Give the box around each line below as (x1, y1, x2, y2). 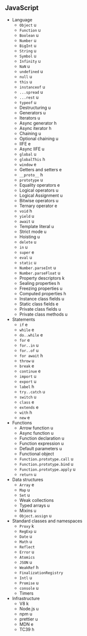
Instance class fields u (19, 296, 65, 301)
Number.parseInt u (19, 265, 56, 270)
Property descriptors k (19, 275, 65, 281)
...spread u (19, 89, 43, 95)
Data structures (12, 477, 44, 482)
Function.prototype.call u (19, 456, 74, 461)
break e (19, 363, 35, 369)
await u (19, 218, 35, 224)
